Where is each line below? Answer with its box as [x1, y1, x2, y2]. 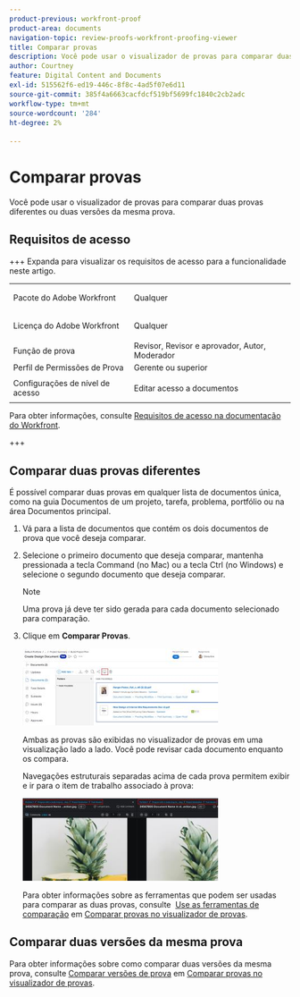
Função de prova [12, 345, 76, 356]
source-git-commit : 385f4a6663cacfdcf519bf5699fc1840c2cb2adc [9, 89, 246, 98]
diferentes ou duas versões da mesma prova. [9, 207, 176, 217]
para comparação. [21, 613, 91, 623]
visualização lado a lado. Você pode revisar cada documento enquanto [21, 743, 284, 755]
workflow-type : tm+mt [9, 99, 90, 108]
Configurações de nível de [12, 378, 110, 389]
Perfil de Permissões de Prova [12, 362, 124, 373]
